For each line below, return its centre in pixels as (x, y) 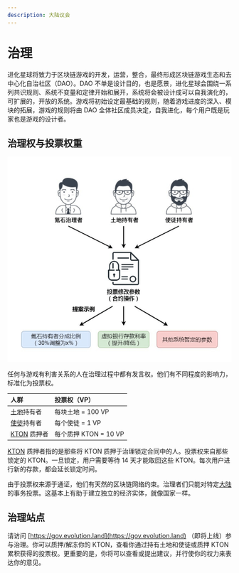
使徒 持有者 (26, 422)
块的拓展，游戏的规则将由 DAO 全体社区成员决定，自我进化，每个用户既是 (116, 109)
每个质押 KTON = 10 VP (89, 434)
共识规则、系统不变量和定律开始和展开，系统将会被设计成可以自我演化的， (122, 92)
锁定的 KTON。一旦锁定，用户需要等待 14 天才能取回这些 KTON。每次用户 (116, 460)
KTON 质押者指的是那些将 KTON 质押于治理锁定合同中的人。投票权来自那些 (118, 451)
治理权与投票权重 (45, 143)
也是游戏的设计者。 (41, 119)
